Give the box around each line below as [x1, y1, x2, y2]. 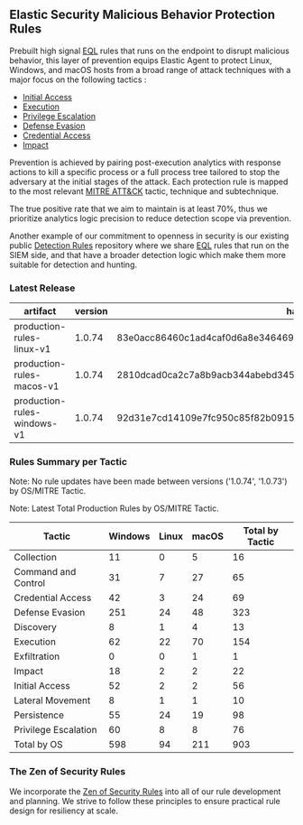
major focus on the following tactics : [9, 74, 147, 85]
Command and [14, 566, 77, 579]
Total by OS [14, 738, 63, 751]
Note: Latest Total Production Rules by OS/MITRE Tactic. [9, 503, 219, 514]
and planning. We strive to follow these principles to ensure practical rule [9, 795, 281, 806]
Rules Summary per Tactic [9, 456, 128, 468]
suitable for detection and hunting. [9, 259, 138, 270]
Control [14, 577, 46, 589]
